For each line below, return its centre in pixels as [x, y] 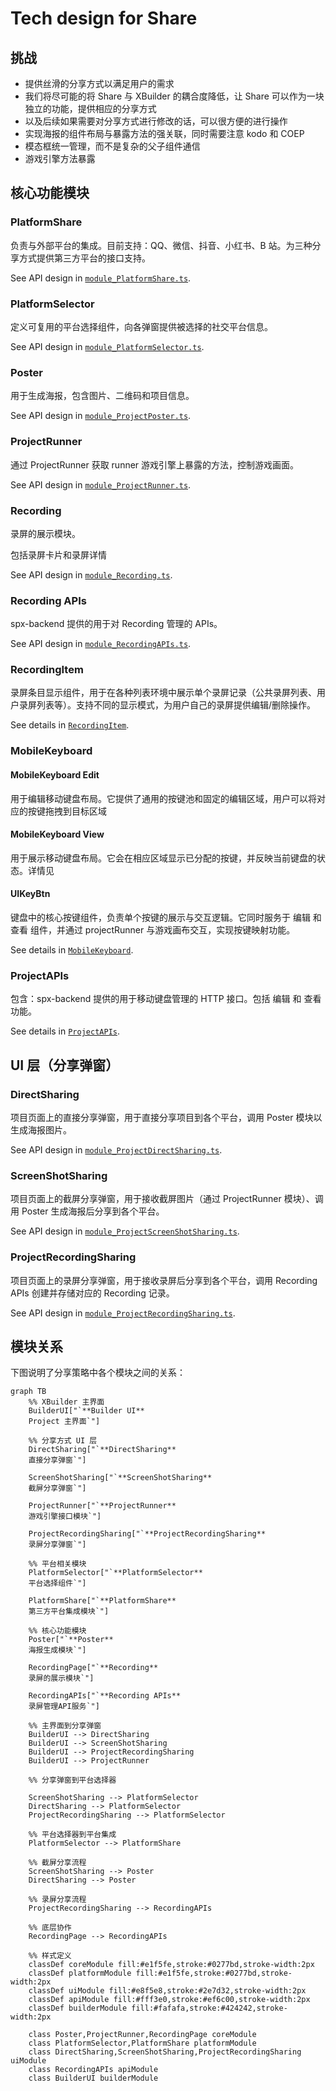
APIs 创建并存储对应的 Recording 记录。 [92, 1293]
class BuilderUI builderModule [93, 2078]
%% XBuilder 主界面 [66, 1402]
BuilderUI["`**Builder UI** [86, 1411]
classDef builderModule [78, 2008]
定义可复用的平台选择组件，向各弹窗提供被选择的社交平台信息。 [141, 326]
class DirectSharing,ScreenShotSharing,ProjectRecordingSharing [165, 2052]
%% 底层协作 [50, 1928]
